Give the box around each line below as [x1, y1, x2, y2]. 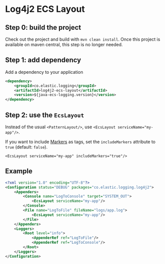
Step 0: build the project [5, 23, 81, 32]
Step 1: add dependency [5, 56, 81, 64]
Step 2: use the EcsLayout [5, 110, 84, 119]
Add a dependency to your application [5, 69, 83, 75]
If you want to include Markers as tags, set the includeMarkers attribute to [5, 139, 156, 145]
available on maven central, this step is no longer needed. [5, 42, 123, 48]
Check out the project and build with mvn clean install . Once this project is [5, 36, 161, 42]
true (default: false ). [5, 144, 48, 150]
